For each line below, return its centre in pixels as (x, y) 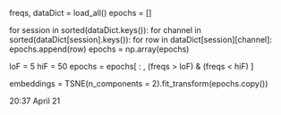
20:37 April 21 (35, 101)
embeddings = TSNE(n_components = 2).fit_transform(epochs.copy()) (139, 83)
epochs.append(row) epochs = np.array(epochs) (99, 49)
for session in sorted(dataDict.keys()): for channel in (105, 30)
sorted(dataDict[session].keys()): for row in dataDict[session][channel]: (141, 40)
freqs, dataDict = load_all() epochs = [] (81, 13)
